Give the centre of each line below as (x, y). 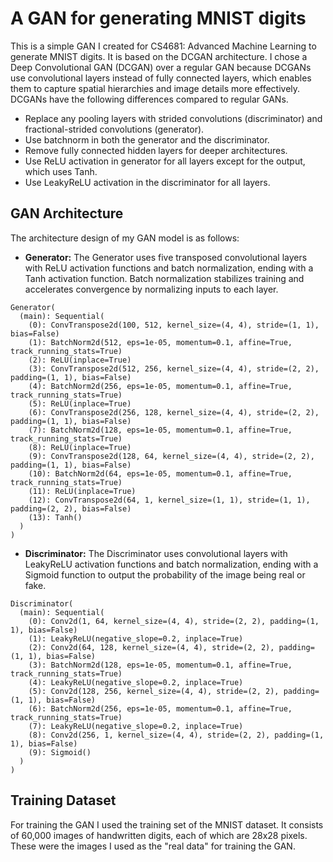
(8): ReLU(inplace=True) (80, 447)
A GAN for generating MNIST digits (158, 18)
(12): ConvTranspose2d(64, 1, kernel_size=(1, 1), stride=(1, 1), (169, 500)
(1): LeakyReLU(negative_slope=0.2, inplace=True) (136, 638)
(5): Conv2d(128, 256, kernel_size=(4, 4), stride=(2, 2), (154, 691)
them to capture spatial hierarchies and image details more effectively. (155, 88)
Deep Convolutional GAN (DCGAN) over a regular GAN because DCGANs (161, 67)
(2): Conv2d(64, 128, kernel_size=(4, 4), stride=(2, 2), (151, 647)
